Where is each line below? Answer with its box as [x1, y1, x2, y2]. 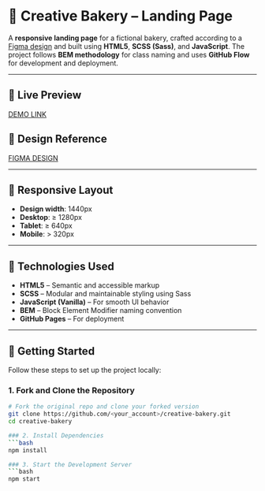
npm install [8, 446, 47, 454]
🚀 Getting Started [8, 344, 95, 358]
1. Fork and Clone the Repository [8, 385, 136, 396]
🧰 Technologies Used [8, 259, 114, 273]
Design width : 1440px [19, 204, 92, 214]
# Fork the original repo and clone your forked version [8, 403, 200, 411]
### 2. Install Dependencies [8, 431, 104, 440]
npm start [8, 475, 41, 483]
